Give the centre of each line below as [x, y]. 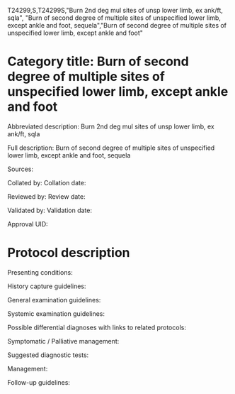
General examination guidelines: [54, 300]
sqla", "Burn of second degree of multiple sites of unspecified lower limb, [114, 18]
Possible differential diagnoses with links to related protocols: [97, 327]
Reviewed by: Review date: [47, 196]
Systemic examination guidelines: [56, 313]
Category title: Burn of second [98, 61]
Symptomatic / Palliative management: [63, 341]
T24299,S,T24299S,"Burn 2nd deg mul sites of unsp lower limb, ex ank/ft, [115, 10]
